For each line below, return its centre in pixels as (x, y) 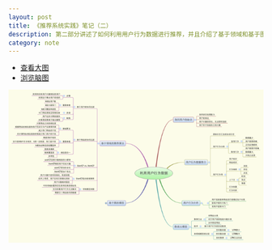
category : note (34, 43)
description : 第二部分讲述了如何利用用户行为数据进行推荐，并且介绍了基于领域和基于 (134, 34)
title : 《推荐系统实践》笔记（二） (60, 25)
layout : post (30, 17)
